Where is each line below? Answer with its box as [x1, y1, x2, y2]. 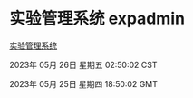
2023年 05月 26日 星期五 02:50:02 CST [9, 59, 158, 70]
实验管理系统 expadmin [9, 8, 186, 29]
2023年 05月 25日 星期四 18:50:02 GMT [9, 78, 159, 89]
